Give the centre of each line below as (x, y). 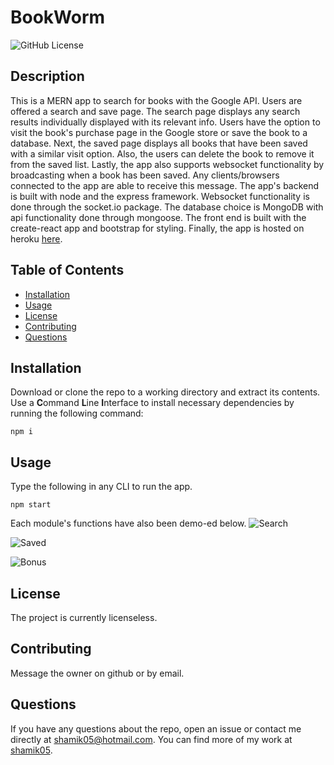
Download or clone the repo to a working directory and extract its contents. (165, 392)
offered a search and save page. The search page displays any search (155, 111)
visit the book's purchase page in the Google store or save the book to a (159, 132)
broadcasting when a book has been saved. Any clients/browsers (145, 175)
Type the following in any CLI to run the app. (101, 487)
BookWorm (58, 17)
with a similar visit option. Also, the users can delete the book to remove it (162, 153)
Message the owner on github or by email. (97, 673)
